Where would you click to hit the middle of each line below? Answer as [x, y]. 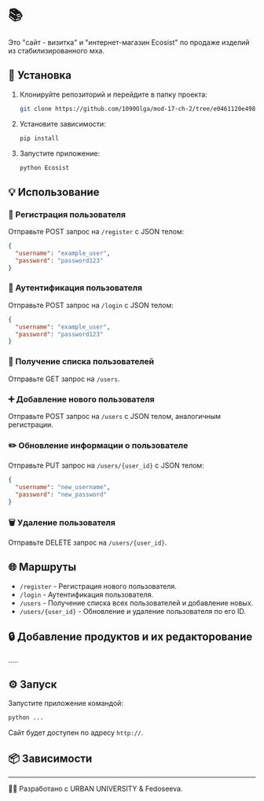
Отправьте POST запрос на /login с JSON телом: [91, 305]
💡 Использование [54, 192]
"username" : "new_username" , [63, 487]
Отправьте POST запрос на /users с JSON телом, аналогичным [115, 416]
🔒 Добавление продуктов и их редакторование [130, 637]
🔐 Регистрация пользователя [67, 215]
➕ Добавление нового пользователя [81, 399]
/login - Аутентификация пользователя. [86, 594]
